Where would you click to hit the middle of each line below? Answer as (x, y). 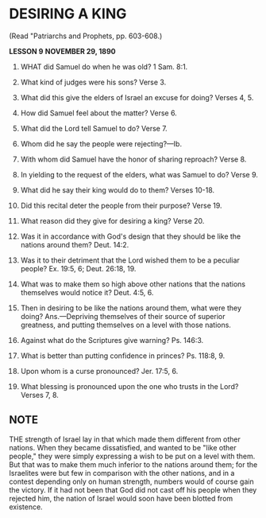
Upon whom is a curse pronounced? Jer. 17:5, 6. (99, 371)
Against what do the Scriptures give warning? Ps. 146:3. (112, 340)
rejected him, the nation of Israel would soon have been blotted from (121, 498)
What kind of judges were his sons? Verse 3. (93, 82)
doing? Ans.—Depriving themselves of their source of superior (123, 316)
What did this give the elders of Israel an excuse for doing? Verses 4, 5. (137, 97)
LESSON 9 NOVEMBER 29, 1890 (62, 51)
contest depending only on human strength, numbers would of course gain (131, 481)
